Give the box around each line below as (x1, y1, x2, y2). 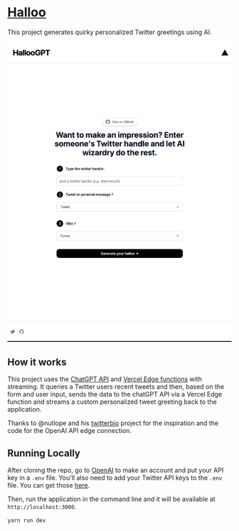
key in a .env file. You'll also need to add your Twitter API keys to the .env (7, 473, 223, 482)
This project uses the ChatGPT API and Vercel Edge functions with (7, 375, 203, 384)
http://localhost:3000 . (7, 503, 77, 511)
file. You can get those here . (7, 481, 90, 490)
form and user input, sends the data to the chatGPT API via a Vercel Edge (7, 390, 223, 399)
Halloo (7, 4, 46, 21)
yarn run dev (7, 517, 46, 525)
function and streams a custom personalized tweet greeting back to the (7, 397, 217, 406)
